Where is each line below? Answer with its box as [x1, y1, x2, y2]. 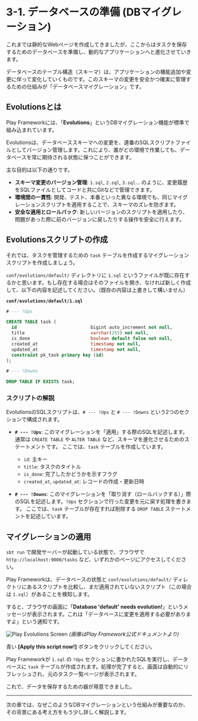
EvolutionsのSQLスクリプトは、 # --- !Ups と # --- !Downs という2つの [6, 409, 180, 416]
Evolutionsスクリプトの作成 [6, 235, 108, 245]
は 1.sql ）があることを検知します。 [6, 591, 93, 598]
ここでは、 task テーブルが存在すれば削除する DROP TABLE [26, 505, 164, 512]
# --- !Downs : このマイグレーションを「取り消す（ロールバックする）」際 [14, 490, 192, 497]
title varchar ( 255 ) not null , [11, 330, 149, 336]
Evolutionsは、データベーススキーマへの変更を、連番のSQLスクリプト [6, 138, 176, 146]
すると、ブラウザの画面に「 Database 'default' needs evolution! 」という [6, 603, 184, 610]
